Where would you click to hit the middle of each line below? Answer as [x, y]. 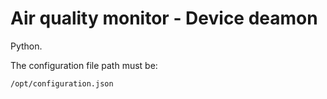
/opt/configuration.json [62, 83]
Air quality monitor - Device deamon [164, 18]
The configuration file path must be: [84, 65]
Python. [26, 46]
